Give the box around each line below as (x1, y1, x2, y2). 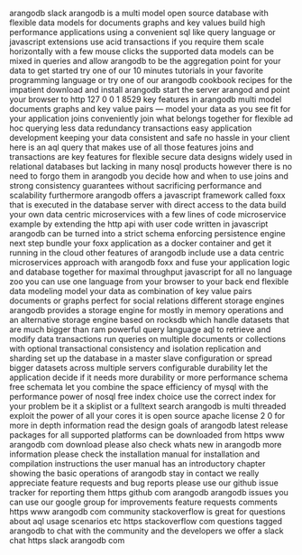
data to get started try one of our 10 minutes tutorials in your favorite (9, 65, 264, 76)
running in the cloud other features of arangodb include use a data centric (9, 247, 285, 258)
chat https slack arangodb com (9, 535, 125, 545)
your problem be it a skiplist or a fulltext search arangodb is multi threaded (9, 401, 287, 412)
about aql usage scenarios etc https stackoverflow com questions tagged (9, 516, 282, 526)
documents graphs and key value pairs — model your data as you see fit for (9, 104, 291, 114)
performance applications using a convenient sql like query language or (9, 27, 277, 37)
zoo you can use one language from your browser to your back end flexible (9, 276, 289, 287)
